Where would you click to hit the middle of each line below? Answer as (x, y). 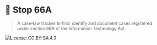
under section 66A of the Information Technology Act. (71, 28)
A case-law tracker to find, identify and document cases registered (85, 23)
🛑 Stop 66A (29, 10)
